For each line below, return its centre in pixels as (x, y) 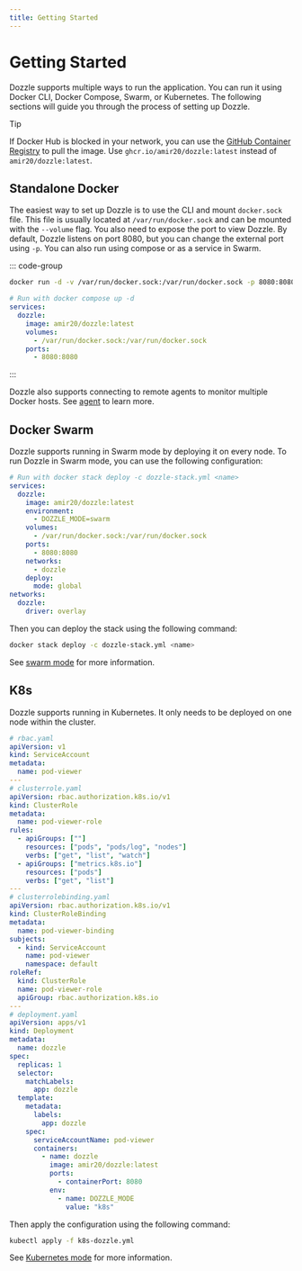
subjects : (28, 939)
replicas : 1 (40, 1064)
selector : (36, 1073)
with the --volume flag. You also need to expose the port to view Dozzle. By (148, 230)
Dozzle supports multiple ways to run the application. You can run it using (146, 87)
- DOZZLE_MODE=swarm (71, 519)
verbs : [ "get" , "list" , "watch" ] (88, 855)
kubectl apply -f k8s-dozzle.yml (72, 1240)
